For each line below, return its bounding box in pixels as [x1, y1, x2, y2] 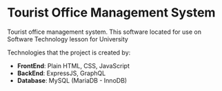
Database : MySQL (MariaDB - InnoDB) [17, 76, 128, 84]
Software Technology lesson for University [7, 34, 129, 43]
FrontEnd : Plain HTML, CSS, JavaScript [17, 61, 130, 70]
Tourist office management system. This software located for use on [7, 28, 202, 36]
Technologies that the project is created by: [7, 48, 131, 57]
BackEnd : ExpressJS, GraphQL [17, 69, 106, 77]
